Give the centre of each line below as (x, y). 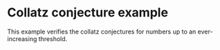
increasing (22, 38)
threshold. (53, 38)
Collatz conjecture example (88, 13)
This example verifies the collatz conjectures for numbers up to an (102, 32)
